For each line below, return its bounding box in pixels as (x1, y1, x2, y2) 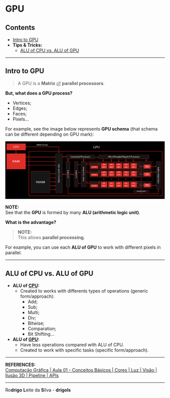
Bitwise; (27, 320, 45, 327)
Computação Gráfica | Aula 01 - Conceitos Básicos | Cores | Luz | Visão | (5, 367, 157, 373)
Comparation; (27, 326, 57, 332)
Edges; (12, 105, 28, 111)
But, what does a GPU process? (5, 90, 73, 96)
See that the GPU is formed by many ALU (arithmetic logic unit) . (5, 210, 141, 216)
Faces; (12, 110, 27, 116)
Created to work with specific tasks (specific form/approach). (20, 347, 149, 353)
